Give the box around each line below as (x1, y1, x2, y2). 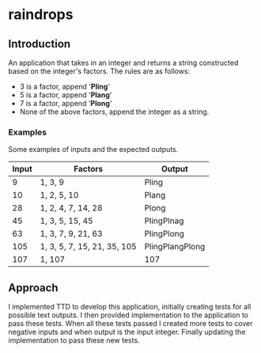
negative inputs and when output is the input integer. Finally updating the (8, 327, 246, 337)
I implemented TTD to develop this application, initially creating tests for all (8, 302, 252, 312)
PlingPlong (144, 228, 184, 239)
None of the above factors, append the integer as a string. (19, 107, 210, 116)
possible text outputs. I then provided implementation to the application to (8, 310, 249, 320)
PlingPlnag (144, 215, 184, 226)
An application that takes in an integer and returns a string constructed (8, 58, 239, 67)
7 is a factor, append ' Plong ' (19, 99, 112, 108)
